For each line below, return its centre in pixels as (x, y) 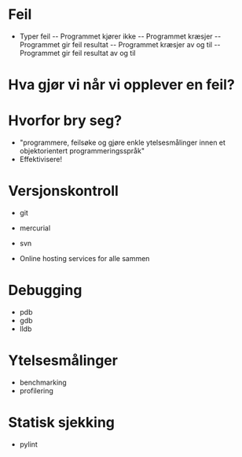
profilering (36, 390)
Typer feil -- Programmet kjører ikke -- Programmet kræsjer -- (120, 36)
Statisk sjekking (62, 423)
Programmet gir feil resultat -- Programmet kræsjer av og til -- (120, 44)
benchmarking (43, 382)
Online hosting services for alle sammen (84, 258)
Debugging (45, 291)
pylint (28, 444)
